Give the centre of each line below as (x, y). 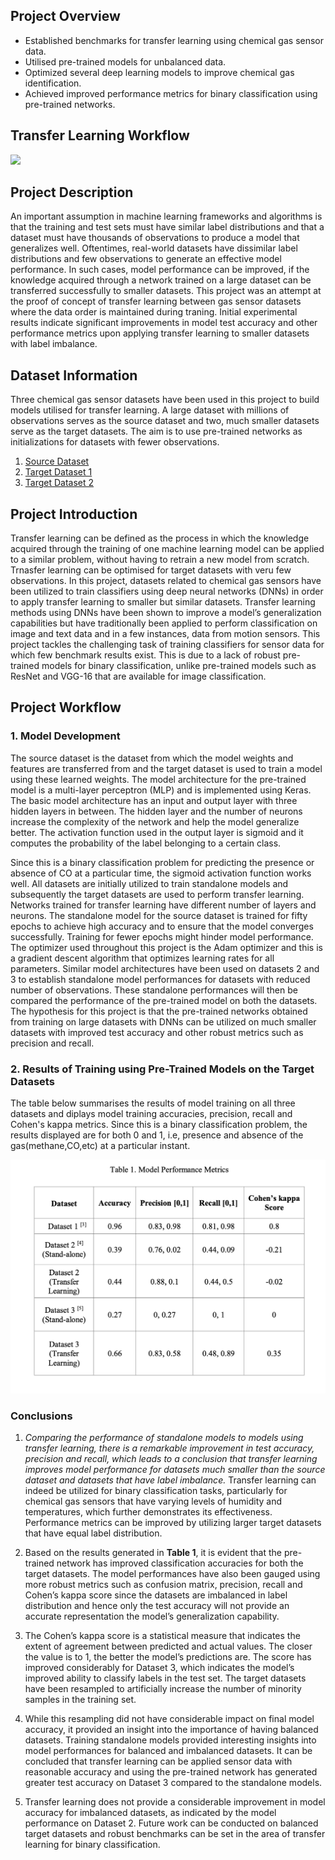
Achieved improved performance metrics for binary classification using (171, 93)
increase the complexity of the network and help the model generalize (155, 821)
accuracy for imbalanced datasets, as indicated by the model (150, 1812)
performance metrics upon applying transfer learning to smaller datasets (160, 333)
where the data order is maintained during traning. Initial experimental (154, 312)
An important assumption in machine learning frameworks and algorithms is (166, 216)
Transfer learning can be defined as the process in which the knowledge (160, 538)
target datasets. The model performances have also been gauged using (172, 1573)
